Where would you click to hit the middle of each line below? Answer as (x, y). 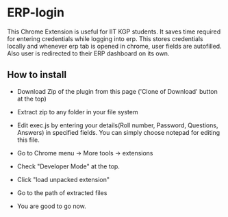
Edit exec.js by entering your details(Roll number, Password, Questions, (117, 125)
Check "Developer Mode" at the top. (68, 166)
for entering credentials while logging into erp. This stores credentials (105, 38)
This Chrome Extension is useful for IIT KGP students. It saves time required (114, 31)
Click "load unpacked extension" (63, 179)
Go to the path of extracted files (62, 192)
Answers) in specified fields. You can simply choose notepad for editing (118, 132)
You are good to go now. (52, 206)
